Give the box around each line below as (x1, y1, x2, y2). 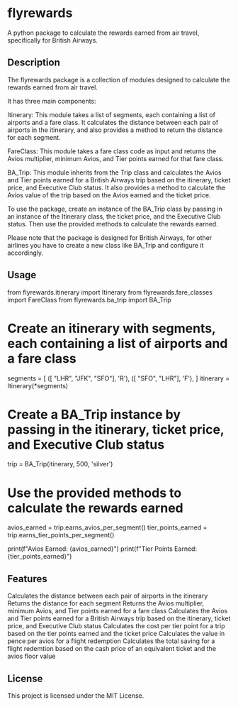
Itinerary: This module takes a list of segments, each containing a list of (7, 110, 216, 119)
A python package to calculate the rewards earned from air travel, (7, 28, 200, 37)
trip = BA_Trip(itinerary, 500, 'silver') (7, 460, 113, 468)
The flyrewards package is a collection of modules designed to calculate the (7, 75, 230, 84)
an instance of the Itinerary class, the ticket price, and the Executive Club (7, 212, 221, 221)
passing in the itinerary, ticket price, (7, 421, 225, 437)
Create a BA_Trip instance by (7, 406, 181, 422)
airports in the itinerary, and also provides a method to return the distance (7, 126, 223, 134)
